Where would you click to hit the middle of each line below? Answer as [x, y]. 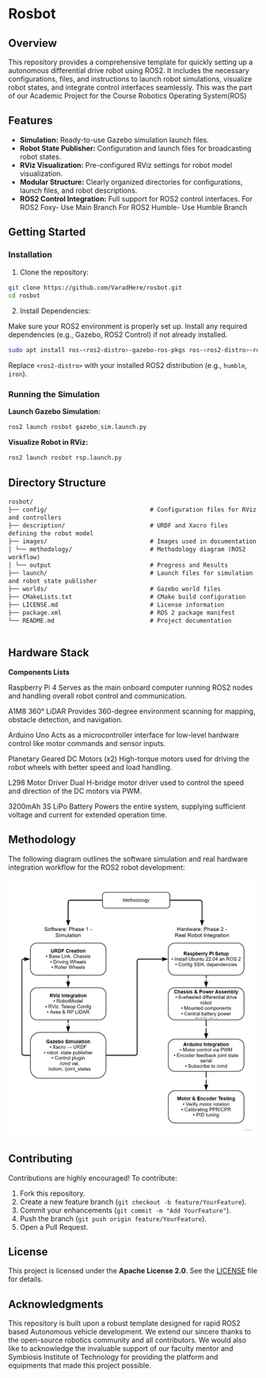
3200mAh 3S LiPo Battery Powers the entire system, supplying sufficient [127, 806]
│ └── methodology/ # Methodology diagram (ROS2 [127, 549]
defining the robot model [51, 533]
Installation [30, 255]
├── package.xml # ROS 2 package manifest [122, 612]
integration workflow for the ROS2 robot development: [97, 867]
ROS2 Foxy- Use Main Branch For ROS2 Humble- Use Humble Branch [133, 207]
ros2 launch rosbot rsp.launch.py [65, 458]
